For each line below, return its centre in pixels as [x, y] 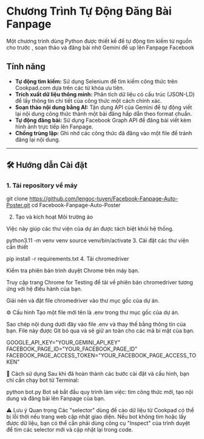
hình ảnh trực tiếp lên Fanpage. [54, 127]
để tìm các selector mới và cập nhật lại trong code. [70, 430]
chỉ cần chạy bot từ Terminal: [43, 380]
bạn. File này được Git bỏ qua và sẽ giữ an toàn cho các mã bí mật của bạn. [100, 331]
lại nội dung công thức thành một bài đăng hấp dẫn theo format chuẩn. [104, 113]
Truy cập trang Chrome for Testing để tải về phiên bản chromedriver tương [100, 283]
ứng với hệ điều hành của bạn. [44, 289]
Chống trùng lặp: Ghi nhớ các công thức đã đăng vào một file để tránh [104, 133]
